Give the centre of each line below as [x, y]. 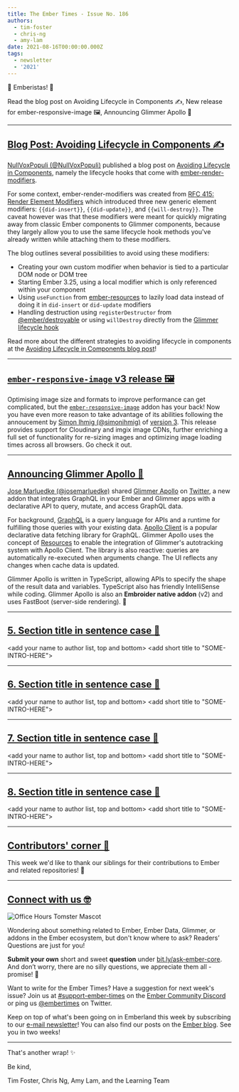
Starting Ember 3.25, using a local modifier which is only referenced [117, 282]
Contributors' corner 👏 [59, 845]
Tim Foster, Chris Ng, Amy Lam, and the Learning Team [89, 1080]
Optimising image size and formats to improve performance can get [107, 400]
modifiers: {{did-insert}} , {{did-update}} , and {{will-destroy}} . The [111, 209]
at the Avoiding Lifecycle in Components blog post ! [82, 349]
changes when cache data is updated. [63, 566]
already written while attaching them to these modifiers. [89, 240]
